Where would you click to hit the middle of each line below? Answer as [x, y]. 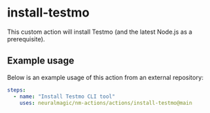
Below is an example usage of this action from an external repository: [105, 77]
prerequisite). [26, 39]
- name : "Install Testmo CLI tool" [64, 96]
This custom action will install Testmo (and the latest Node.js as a [100, 32]
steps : [17, 90]
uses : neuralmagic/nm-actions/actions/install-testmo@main [106, 103]
